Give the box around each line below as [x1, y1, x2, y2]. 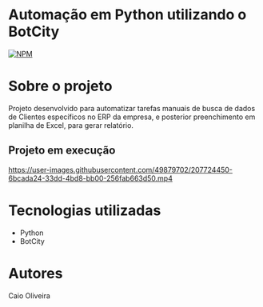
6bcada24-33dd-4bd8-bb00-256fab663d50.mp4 [8, 173, 173, 183]
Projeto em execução [8, 144, 116, 157]
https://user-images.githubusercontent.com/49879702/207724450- [8, 165, 233, 174]
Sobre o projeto [8, 78, 113, 95]
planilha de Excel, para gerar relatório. [8, 120, 134, 130]
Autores [8, 264, 63, 282]
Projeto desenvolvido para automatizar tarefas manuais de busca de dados [8, 103, 256, 113]
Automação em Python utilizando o [8, 6, 247, 24]
